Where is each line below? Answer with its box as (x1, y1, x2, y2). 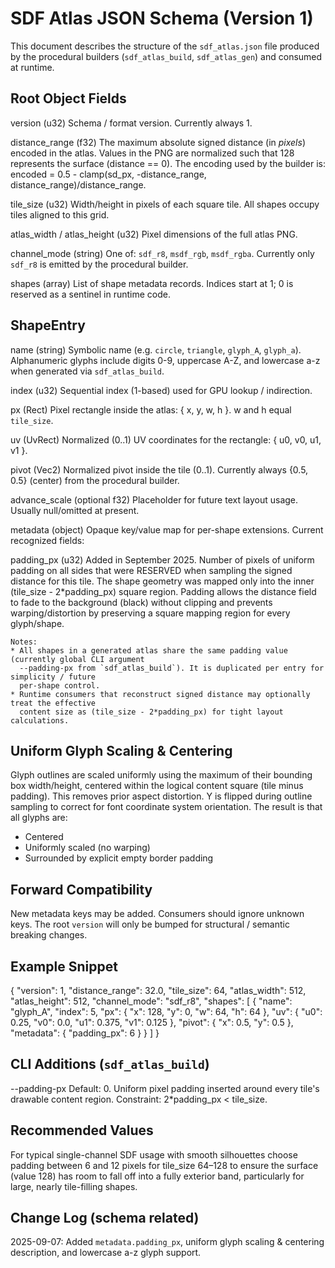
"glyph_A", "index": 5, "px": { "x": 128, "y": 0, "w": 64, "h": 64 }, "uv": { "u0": (10, 1006, 323, 1017)
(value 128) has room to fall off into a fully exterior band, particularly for (10, 1170, 305, 1182)
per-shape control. (19, 680, 101, 691)
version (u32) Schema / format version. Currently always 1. (10, 117, 253, 129)
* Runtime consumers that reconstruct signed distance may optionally (10, 689, 311, 699)
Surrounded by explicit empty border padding (24, 852, 214, 864)
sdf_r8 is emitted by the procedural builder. (10, 258, 189, 270)
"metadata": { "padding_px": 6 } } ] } (10, 1027, 160, 1039)
